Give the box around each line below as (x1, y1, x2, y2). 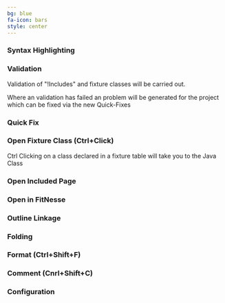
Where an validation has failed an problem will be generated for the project (7, 93, 219, 101)
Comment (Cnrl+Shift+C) (7, 269, 93, 278)
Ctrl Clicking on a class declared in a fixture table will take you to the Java (7, 151, 217, 160)
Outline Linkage (7, 213, 61, 222)
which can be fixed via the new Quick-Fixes (7, 101, 131, 109)
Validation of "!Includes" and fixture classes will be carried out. (7, 80, 186, 88)
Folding (7, 231, 33, 241)
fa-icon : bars (7, 17, 48, 23)
